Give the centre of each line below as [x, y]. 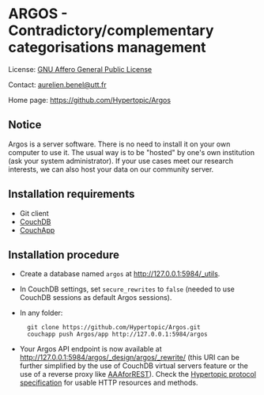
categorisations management [107, 47]
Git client [34, 213]
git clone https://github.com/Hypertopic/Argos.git [114, 328]
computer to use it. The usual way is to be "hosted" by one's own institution [132, 152]
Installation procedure [64, 254]
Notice [25, 125]
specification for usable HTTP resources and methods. [109, 383]
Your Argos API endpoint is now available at [91, 349]
